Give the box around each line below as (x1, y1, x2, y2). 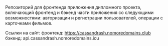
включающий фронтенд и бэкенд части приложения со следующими (5, 9, 154, 15)
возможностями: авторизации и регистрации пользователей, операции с (5, 15, 163, 20)
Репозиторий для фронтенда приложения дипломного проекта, (5, 4, 141, 10)
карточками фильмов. (5, 20, 53, 26)
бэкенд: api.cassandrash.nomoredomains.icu (5, 35, 99, 41)
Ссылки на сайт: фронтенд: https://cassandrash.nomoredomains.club (5, 30, 151, 35)
